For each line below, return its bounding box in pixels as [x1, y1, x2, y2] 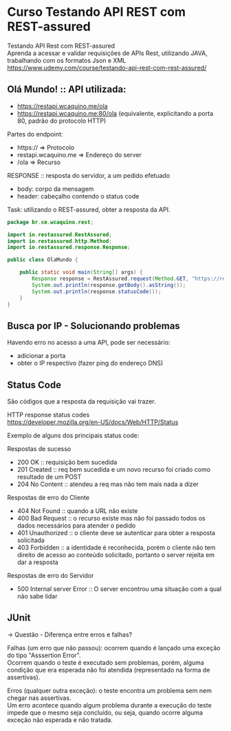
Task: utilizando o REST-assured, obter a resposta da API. [7, 205, 170, 214]
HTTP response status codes [7, 411, 90, 419]
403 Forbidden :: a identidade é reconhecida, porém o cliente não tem [16, 543, 216, 552]
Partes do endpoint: [7, 130, 63, 138]
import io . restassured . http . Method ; [7, 237, 112, 245]
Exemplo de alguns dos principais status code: [7, 432, 140, 439]
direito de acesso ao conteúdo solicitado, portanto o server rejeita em [16, 551, 215, 559]
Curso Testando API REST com [7, 4, 186, 20]
